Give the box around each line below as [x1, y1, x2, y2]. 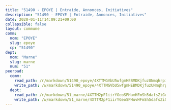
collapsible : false [5, 21, 47, 27]
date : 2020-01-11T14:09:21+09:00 [5, 17, 76, 22]
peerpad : [5, 69, 24, 74]
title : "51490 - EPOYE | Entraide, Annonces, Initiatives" [5, 7, 133, 13]
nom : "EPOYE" [10, 36, 38, 41]
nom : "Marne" [10, 54, 38, 60]
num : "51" [10, 64, 31, 69]
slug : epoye [10, 41, 36, 46]
